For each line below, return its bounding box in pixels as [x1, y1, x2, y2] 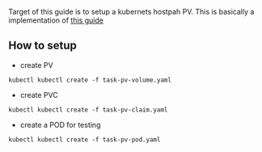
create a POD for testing [19, 120, 101, 129]
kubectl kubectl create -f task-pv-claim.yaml [8, 105, 168, 114]
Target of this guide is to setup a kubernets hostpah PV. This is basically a [8, 7, 255, 16]
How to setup [8, 39, 77, 53]
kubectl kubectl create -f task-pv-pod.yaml [8, 135, 161, 144]
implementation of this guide [8, 15, 104, 25]
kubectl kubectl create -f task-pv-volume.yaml [8, 76, 172, 84]
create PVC [19, 90, 58, 99]
